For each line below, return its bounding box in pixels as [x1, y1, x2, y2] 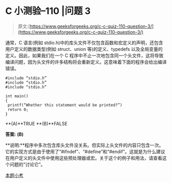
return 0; [7, 107, 29, 112]
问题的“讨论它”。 [9, 161, 46, 168]
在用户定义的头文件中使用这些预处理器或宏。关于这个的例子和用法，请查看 [5, 155, 162, 161]
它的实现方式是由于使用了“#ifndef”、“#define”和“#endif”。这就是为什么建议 [5, 148, 165, 155]
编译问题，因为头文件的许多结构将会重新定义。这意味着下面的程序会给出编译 [5, 59, 167, 65]
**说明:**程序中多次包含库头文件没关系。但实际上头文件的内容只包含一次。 [5, 142, 164, 148]
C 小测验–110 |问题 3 [5, 5, 91, 17]
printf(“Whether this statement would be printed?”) [7, 102, 123, 107]
